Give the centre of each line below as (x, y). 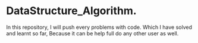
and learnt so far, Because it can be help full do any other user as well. (92, 33)
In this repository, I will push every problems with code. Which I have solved (99, 27)
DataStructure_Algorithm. (71, 11)
